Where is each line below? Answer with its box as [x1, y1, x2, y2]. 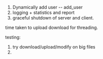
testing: [5, 34, 21, 40]
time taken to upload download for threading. [5, 24, 98, 30]
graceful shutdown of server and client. [12, 15, 94, 20]
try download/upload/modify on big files [12, 44, 95, 49]
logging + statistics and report [12, 9, 75, 15]
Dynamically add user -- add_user [12, 4, 83, 10]
